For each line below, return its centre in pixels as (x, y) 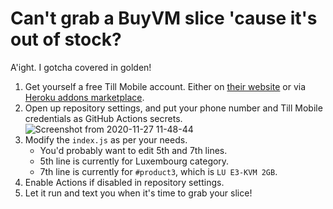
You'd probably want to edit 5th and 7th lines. (133, 150)
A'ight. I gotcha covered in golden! (81, 67)
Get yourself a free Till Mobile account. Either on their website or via (165, 86)
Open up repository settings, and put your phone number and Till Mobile (173, 108)
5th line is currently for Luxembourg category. (134, 161)
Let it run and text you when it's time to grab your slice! (138, 193)
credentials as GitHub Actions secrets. (103, 118)
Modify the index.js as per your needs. (106, 139)
